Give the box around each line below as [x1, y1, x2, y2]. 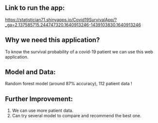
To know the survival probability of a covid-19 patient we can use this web [5, 48, 154, 55]
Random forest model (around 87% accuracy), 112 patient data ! [5, 81, 132, 87]
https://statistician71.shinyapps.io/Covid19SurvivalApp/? [5, 16, 117, 22]
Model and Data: [5, 68, 56, 77]
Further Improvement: [5, 94, 73, 103]
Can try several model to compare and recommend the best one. [12, 113, 142, 119]
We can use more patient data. [12, 108, 74, 113]
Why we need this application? [5, 36, 100, 44]
